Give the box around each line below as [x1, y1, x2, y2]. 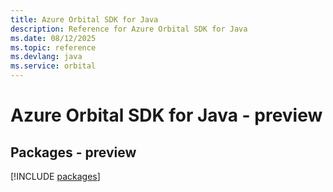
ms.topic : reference [10, 42, 97, 53]
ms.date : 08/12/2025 [10, 33, 97, 43]
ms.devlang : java [10, 52, 83, 62]
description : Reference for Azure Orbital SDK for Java [10, 24, 248, 34]
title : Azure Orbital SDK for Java [10, 14, 159, 25]
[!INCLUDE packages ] [10, 171, 101, 182]
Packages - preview [10, 144, 137, 161]
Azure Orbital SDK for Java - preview [10, 104, 323, 127]
